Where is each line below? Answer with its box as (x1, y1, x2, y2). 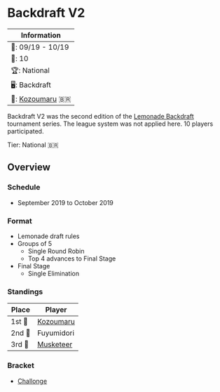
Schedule (7, 183, 41, 192)
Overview (7, 162, 51, 174)
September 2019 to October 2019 (17, 198, 114, 207)
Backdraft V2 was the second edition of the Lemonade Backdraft (7, 112, 194, 120)
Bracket (7, 360, 35, 370)
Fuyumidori (37, 328, 75, 338)
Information (20, 30, 62, 40)
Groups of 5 (17, 239, 53, 247)
